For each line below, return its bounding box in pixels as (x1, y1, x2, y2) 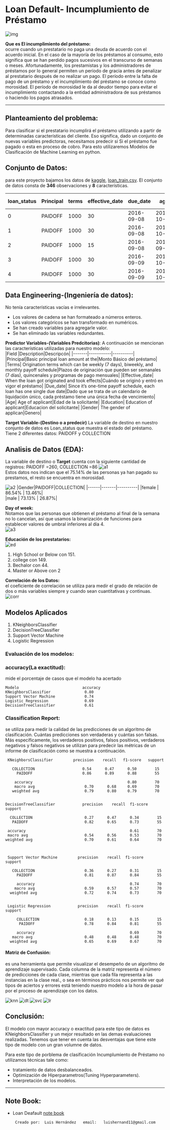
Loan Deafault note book (12, 1110, 65, 1116)
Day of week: (5, 505, 34, 511)
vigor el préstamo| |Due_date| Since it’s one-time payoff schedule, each (5, 383, 155, 389)
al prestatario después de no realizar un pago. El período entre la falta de (5, 73, 158, 79)
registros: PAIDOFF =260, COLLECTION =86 (5, 464, 98, 470)
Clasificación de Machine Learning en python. (5, 149, 101, 155)
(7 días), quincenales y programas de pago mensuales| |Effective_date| (5, 372, 154, 378)
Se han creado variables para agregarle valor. (12, 325, 108, 331)
